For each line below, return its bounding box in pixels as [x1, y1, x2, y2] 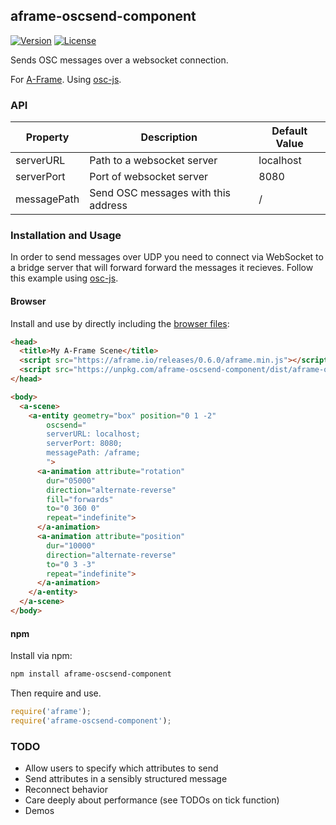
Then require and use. [10, 687, 102, 699]
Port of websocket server [89, 170, 209, 184]
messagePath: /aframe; [46, 448, 141, 458]
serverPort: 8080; [46, 439, 123, 449]
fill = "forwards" [46, 494, 114, 504]
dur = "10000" [46, 540, 97, 551]
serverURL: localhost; [46, 429, 141, 439]
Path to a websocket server [89, 154, 218, 168]
